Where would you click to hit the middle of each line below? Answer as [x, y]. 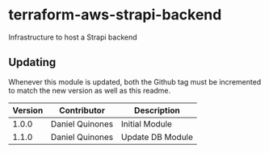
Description [157, 110]
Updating [32, 62]
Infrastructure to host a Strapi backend [73, 37]
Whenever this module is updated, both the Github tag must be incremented [135, 81]
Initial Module [146, 124]
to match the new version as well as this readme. [90, 90]
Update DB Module [157, 137]
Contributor [82, 110]
